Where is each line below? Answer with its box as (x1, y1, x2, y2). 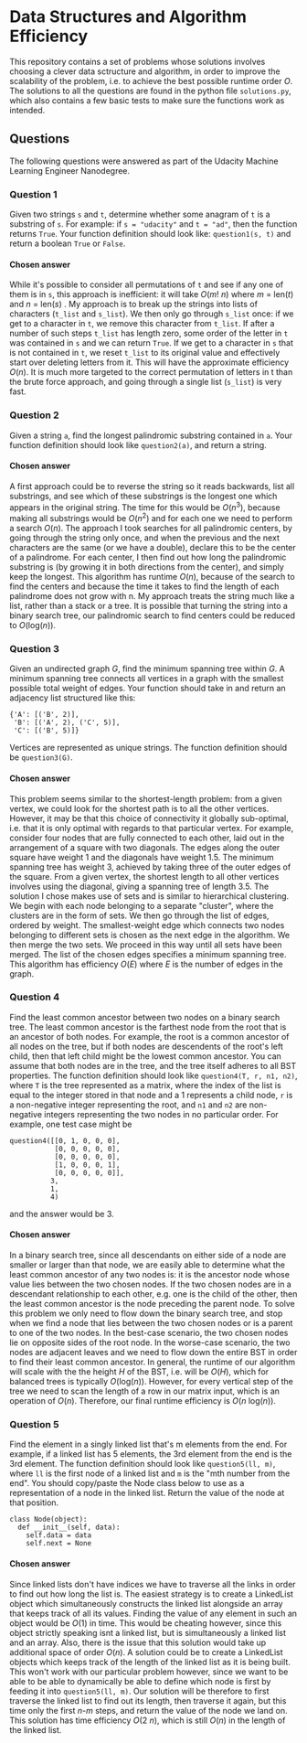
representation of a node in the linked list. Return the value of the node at (9, 1488, 285, 1499)
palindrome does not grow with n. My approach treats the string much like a (9, 591, 295, 602)
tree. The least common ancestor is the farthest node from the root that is (9, 1021, 287, 1032)
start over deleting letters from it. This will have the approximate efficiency (9, 357, 290, 368)
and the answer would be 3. (9, 1208, 114, 1219)
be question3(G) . (9, 752, 73, 763)
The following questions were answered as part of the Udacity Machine (9, 155, 279, 166)
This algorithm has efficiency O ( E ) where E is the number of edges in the (9, 958, 283, 969)
